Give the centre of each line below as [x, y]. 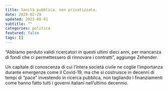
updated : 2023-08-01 [27, 19]
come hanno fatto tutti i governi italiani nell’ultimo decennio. [67, 82]
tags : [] [14, 38]
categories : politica [28, 28]
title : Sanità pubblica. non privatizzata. [51, 10]
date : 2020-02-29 [23, 14]
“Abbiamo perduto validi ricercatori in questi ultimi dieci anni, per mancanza [83, 52]
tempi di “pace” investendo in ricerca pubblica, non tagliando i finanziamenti [84, 77]
